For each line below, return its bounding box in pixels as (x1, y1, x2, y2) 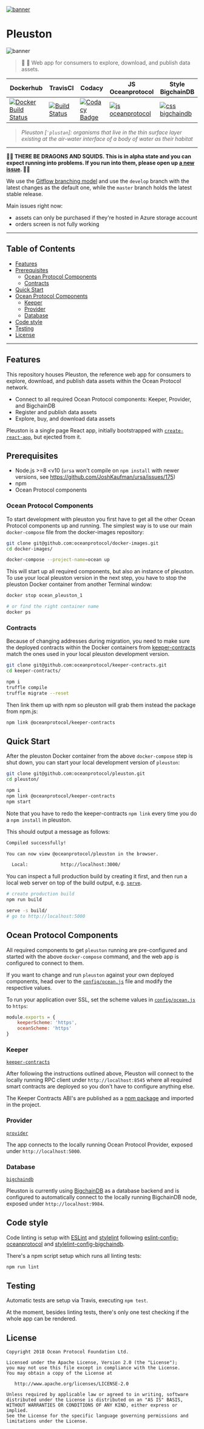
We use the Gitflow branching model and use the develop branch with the (6, 177, 189, 185)
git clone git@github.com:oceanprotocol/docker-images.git (6, 540, 159, 546)
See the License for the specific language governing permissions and (6, 1413, 189, 1419)
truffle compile (6, 684, 47, 691)
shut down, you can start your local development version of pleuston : (6, 759, 180, 766)
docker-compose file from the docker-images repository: (6, 528, 144, 535)
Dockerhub (10, 83, 43, 92)
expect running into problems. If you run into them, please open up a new (6, 159, 195, 166)
